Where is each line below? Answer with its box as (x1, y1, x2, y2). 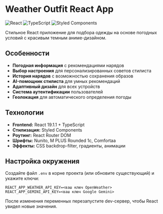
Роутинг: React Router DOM (12, 132, 71, 138)
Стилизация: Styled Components (12, 127, 82, 133)
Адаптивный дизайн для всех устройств (12, 83, 100, 89)
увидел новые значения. (5, 204, 58, 210)
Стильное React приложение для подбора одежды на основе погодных (5, 29, 158, 35)
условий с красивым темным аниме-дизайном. (5, 35, 107, 41)
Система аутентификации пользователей (12, 88, 103, 95)
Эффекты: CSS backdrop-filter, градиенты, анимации (12, 143, 126, 148)
